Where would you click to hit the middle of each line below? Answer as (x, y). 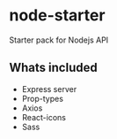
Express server (49, 89)
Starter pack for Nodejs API (59, 40)
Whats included (54, 68)
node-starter (57, 15)
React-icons (44, 117)
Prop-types (43, 98)
